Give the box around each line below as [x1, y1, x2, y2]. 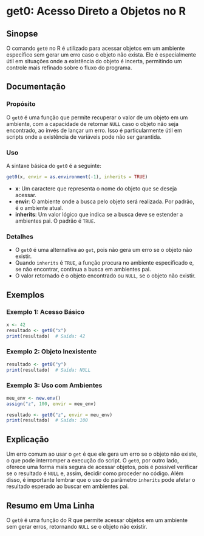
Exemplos [6, 290, 44, 300]
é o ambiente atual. [15, 204, 64, 211]
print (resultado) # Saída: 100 [6, 417, 88, 423]
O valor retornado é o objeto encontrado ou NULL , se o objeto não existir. [15, 272, 196, 279]
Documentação [6, 82, 66, 92]
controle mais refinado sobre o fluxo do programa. [6, 64, 132, 71]
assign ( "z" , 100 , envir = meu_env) [6, 400, 97, 407]
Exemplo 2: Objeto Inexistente [6, 347, 97, 356]
